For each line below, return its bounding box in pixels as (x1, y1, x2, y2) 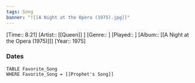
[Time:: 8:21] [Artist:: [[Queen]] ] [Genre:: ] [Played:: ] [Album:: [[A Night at (6, 31, 189, 38)
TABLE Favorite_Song (6, 66, 58, 72)
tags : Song (6, 8, 34, 15)
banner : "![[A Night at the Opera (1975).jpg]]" (6, 14, 130, 20)
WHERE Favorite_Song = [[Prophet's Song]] (6, 71, 114, 77)
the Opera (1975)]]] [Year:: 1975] (6, 37, 86, 45)
